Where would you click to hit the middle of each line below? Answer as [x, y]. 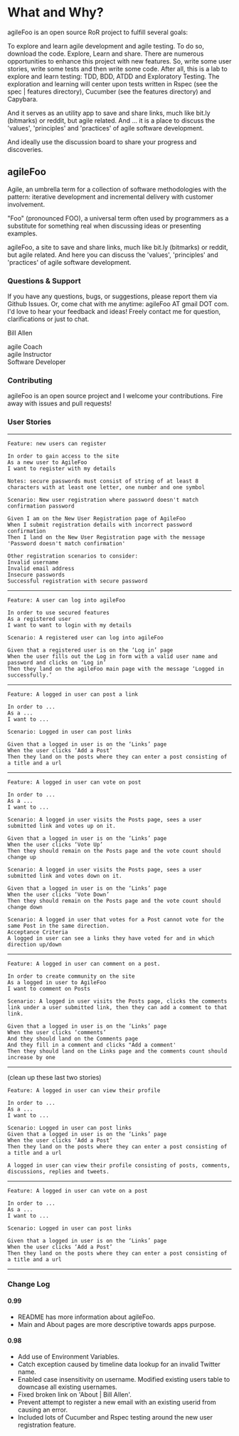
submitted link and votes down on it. [65, 876]
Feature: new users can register [57, 443]
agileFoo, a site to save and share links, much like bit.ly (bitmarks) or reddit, [118, 247]
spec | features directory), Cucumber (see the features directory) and [109, 91]
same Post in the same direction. [59, 926]
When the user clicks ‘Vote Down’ [59, 894]
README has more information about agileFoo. [86, 1317]
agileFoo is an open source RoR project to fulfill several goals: [98, 32]
